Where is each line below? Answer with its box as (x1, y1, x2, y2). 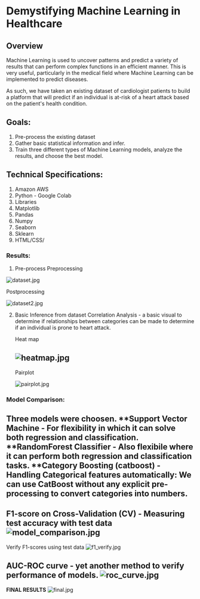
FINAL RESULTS (6, 586, 47, 593)
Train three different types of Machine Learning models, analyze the (14, 145, 183, 153)
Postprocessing (6, 288, 45, 295)
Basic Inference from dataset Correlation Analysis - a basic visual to (14, 311, 182, 318)
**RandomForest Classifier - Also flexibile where (6, 442, 193, 452)
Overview (6, 41, 44, 51)
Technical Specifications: (6, 169, 103, 180)
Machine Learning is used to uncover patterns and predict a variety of (6, 57, 179, 63)
